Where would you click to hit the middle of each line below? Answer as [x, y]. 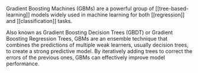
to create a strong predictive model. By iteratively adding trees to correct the [99, 51]
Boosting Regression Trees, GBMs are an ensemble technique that [87, 39]
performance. [23, 64]
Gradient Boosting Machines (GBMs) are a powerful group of [80, 9]
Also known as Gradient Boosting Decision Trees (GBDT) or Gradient [90, 32]
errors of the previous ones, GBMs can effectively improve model [86, 57]
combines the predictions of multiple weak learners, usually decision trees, [98, 45]
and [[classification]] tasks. [39, 21]
